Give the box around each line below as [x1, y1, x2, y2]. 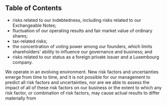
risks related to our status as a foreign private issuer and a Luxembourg [12, 54, 160, 60]
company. [12, 59, 33, 65]
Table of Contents [5, 4, 62, 12]
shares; [12, 33, 28, 39]
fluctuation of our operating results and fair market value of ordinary [12, 27, 153, 34]
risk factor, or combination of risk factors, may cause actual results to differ [5, 90, 160, 96]
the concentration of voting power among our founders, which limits [12, 43, 153, 49]
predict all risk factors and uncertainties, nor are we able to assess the [5, 79, 150, 85]
